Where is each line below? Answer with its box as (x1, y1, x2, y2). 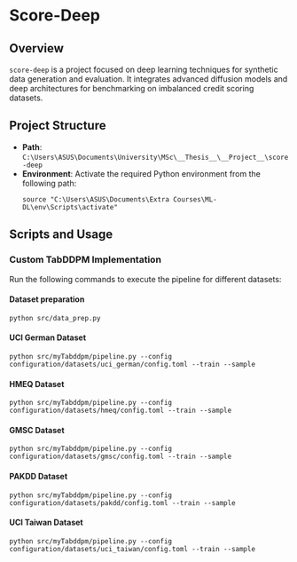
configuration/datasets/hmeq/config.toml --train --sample (9, 406, 232, 416)
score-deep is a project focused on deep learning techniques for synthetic (9, 64, 278, 75)
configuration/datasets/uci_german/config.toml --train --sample (9, 360, 255, 368)
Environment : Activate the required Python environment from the (21, 168, 262, 178)
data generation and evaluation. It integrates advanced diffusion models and (9, 74, 288, 84)
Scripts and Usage (9, 227, 113, 242)
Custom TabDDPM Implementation (9, 254, 162, 266)
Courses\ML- (172, 194, 217, 204)
